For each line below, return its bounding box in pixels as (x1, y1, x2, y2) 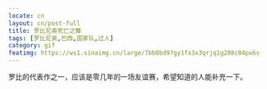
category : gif (8, 42, 56, 50)
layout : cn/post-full (8, 19, 81, 27)
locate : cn (8, 11, 45, 20)
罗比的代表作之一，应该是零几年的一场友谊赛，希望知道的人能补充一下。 (8, 72, 247, 81)
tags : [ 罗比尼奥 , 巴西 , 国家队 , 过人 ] (8, 34, 114, 42)
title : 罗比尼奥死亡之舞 (8, 26, 82, 34)
